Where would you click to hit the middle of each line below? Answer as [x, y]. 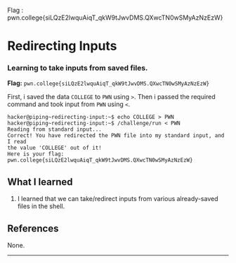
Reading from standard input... [54, 129]
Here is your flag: [36, 154]
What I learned [40, 182]
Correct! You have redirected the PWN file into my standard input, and [116, 136]
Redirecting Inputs [62, 46]
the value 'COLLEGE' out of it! [54, 148]
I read [17, 142]
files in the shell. [41, 206]
